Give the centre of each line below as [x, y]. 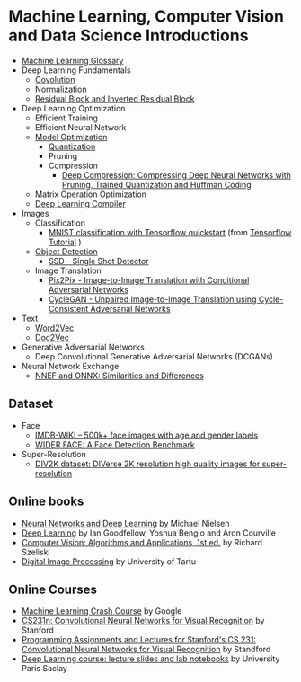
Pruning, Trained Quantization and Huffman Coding [157, 184]
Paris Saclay [44, 669]
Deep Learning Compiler [80, 203]
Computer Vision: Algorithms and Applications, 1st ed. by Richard [142, 542]
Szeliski [35, 552]
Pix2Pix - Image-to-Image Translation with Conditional [149, 279]
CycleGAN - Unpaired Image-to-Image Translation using [152, 299]
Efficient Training [66, 118]
